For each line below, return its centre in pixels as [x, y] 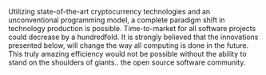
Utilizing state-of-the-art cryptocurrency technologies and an [109, 12]
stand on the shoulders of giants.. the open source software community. [127, 62]
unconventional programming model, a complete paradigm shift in [117, 20]
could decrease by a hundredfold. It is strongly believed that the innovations [133, 37]
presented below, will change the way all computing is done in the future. [129, 45]
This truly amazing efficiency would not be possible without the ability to [127, 54]
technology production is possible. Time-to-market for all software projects [132, 28]
